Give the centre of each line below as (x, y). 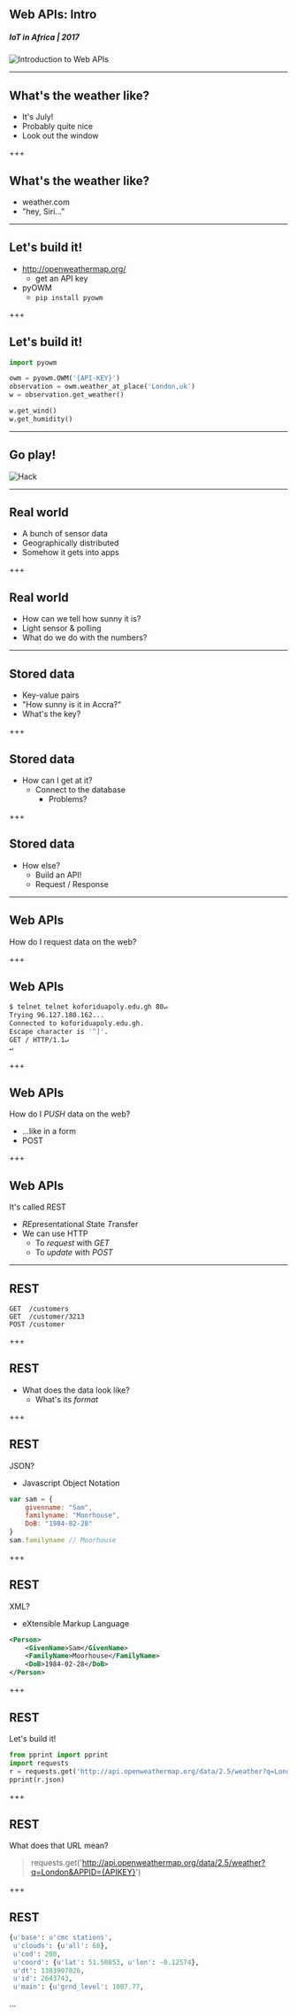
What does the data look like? (76, 1390)
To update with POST (74, 1253)
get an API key (61, 278)
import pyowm (33, 362)
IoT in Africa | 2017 (44, 37)
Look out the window (60, 135)
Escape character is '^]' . (59, 1031)
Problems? (68, 799)
